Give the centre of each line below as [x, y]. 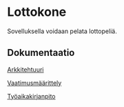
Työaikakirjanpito [31, 96]
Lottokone [37, 12]
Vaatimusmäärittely [34, 83]
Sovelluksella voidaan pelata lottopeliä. [62, 31]
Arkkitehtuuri [25, 69]
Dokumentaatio [41, 53]
